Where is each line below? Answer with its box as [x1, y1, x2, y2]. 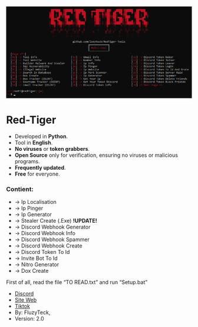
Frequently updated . [14, 164, 66, 171]
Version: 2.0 [14, 315, 44, 322]
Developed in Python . [14, 133, 68, 140]
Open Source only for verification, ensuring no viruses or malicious [14, 151, 179, 159]
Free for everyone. [14, 170, 60, 177]
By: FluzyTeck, [14, 309, 51, 316]
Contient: [6, 185, 34, 193]
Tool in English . [14, 139, 53, 146]
